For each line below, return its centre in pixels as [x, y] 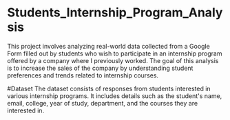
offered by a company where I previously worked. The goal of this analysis [113, 60]
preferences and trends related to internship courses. [83, 75]
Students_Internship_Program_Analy [115, 13]
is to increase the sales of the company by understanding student [100, 68]
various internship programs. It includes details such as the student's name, [115, 96]
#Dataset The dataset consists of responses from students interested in [109, 88]
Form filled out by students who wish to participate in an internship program [115, 53]
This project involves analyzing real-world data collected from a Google [108, 46]
